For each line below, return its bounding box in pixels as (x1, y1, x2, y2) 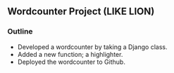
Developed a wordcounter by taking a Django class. (17, 42, 168, 51)
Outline (7, 27, 33, 36)
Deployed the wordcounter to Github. (17, 58, 125, 66)
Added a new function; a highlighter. (17, 50, 123, 58)
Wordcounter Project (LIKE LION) (7, 6, 155, 18)
